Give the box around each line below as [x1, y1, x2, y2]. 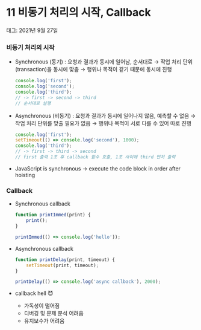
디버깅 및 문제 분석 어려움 [23, 309, 84, 317]
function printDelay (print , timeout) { [14, 256, 116, 263]
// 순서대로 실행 [14, 100, 51, 106]
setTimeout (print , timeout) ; [26, 262, 99, 268]
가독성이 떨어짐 [23, 302, 60, 309]
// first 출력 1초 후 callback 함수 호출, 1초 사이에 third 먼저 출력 [14, 154, 176, 160]
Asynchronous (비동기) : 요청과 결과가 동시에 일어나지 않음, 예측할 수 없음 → [14, 112, 196, 119]
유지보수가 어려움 [23, 317, 65, 325]
